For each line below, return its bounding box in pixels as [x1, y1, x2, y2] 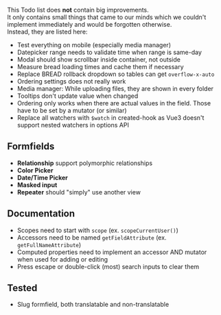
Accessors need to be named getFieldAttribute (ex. [16, 233, 167, 242]
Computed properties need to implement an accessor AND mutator [16, 248, 207, 256]
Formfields [7, 140, 55, 153]
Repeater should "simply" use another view [16, 188, 141, 196]
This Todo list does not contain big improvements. [7, 6, 149, 14]
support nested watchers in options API [16, 121, 129, 129]
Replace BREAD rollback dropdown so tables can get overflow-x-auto [16, 70, 215, 78]
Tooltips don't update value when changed [16, 92, 139, 100]
